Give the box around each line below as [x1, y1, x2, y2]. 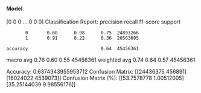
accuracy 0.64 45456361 [6, 46, 139, 52]
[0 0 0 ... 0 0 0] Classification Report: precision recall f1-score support [6, 18, 181, 25]
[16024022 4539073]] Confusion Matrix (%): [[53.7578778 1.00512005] [6, 74, 184, 82]
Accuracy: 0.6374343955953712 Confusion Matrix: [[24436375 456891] [6, 68, 187, 75]
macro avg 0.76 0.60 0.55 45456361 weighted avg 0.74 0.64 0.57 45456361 [6, 56, 196, 63]
